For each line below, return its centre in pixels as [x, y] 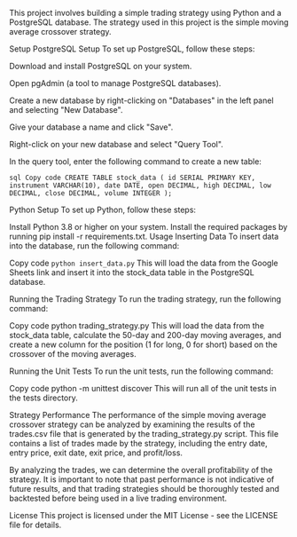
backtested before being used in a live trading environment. [118, 498]
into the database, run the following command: [94, 246]
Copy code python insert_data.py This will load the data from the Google [144, 263]
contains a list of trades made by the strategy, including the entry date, [138, 443]
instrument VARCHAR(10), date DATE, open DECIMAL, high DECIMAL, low [141, 186]
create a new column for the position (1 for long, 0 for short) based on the [143, 344]
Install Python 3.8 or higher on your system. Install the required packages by [148, 227]
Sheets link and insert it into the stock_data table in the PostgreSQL [132, 272]
